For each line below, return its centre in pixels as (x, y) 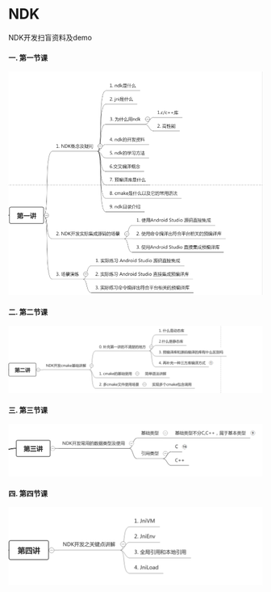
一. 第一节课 (28, 57)
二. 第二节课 (28, 311)
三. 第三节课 (28, 410)
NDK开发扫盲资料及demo (50, 37)
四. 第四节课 (28, 493)
